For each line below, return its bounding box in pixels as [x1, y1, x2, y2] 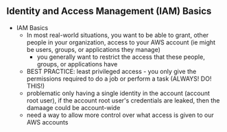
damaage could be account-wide [26, 103, 121, 111]
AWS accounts [26, 118, 69, 126]
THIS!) [26, 81, 45, 90]
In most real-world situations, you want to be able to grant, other [26, 31, 209, 39]
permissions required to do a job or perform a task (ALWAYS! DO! [26, 75, 212, 83]
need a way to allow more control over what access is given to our [26, 111, 214, 119]
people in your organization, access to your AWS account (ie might [26, 38, 216, 47]
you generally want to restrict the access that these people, [36, 53, 205, 61]
